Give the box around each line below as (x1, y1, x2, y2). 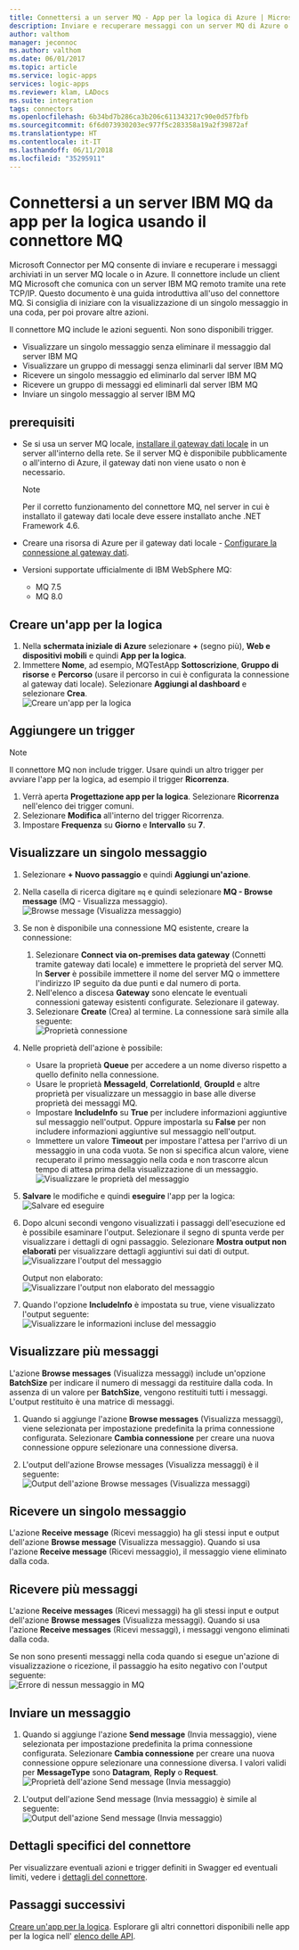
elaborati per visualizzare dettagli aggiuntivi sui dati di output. (21, 1246, 250, 1256)
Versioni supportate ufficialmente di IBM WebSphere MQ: (21, 564, 232, 575)
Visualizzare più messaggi (9, 1344, 159, 1360)
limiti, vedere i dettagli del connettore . (9, 1872, 149, 1882)
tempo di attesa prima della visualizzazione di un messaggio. (35, 1164, 259, 1174)
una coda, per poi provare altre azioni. (9, 307, 149, 317)
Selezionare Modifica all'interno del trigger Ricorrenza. (21, 810, 224, 820)
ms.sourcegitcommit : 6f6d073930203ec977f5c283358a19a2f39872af (9, 121, 249, 130)
